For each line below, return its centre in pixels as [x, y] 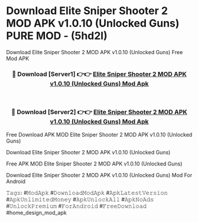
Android [16, 181]
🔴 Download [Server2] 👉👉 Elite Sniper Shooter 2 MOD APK [99, 112]
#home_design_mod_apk [36, 213]
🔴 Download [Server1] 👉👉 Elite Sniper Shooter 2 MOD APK [99, 74]
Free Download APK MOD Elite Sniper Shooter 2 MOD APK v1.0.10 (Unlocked [99, 134]
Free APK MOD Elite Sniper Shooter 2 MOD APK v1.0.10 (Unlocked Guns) [94, 164]
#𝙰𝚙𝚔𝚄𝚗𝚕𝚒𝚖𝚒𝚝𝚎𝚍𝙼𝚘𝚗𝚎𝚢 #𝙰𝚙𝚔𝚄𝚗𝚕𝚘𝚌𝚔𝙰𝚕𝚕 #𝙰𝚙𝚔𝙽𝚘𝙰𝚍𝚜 [80, 199]
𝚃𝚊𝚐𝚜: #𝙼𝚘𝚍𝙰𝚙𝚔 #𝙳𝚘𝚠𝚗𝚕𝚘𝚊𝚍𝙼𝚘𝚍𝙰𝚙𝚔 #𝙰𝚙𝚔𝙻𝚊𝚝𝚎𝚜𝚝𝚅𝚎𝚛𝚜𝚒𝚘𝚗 [87, 193]
